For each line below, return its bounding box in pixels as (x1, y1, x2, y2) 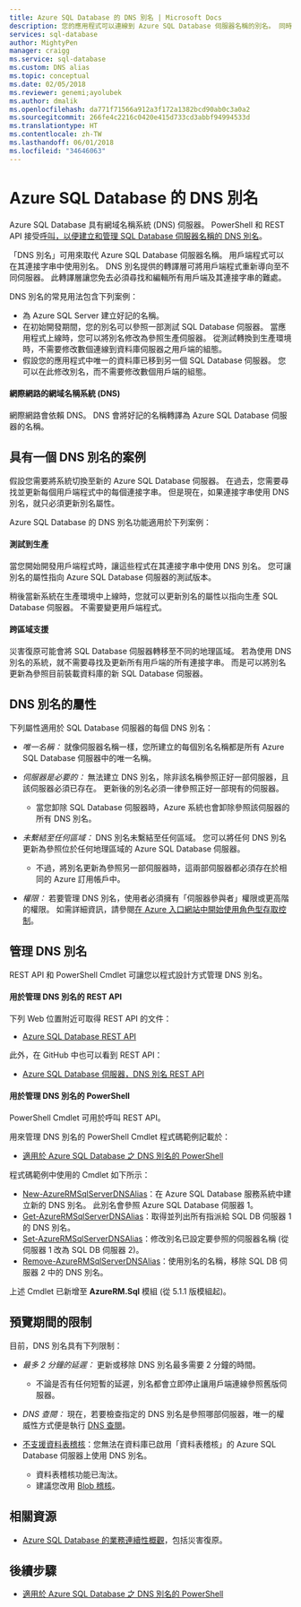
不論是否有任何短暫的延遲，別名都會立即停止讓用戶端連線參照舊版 (35, 1378, 279, 1389)
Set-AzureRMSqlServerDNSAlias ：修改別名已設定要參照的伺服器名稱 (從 (21, 1233, 289, 1244)
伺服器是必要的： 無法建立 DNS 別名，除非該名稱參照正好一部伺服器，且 (21, 772, 289, 782)
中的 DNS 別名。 (47, 1267, 108, 1278)
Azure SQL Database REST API (21, 1031, 137, 1041)
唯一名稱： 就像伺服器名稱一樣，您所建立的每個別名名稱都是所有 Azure (21, 741, 285, 752)
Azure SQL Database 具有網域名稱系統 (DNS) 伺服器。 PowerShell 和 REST (9, 219, 285, 229)
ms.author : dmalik (9, 96, 78, 106)
